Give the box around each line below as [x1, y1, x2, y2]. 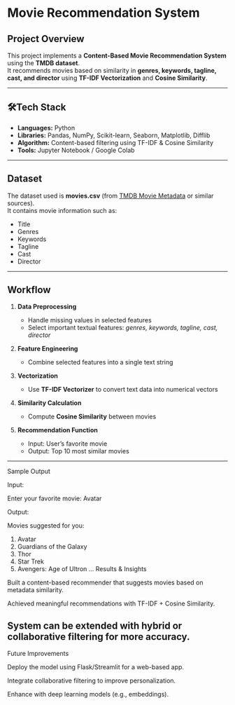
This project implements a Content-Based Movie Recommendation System [7, 51, 227, 60]
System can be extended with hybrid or [7, 620, 183, 631]
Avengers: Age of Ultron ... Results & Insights [17, 565, 147, 573]
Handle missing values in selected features [27, 316, 152, 324]
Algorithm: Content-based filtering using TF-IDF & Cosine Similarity [17, 138, 214, 146]
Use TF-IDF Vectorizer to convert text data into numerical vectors [27, 385, 218, 394]
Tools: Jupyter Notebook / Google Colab [17, 146, 135, 154]
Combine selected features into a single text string [27, 358, 173, 367]
